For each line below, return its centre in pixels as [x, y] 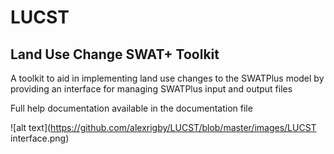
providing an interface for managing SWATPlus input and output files [151, 89]
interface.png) [40, 138]
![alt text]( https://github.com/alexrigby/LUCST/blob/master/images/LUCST [163, 127]
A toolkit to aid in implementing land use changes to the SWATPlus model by [167, 78]
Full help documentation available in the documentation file [131, 108]
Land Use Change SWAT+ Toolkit [115, 54]
